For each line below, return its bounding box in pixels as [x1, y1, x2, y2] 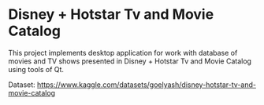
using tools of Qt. [8, 64, 65, 74]
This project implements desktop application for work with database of [8, 48, 238, 57]
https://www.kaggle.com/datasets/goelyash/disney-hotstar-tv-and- [36, 80, 257, 89]
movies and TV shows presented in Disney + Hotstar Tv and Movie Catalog [8, 56, 252, 66]
